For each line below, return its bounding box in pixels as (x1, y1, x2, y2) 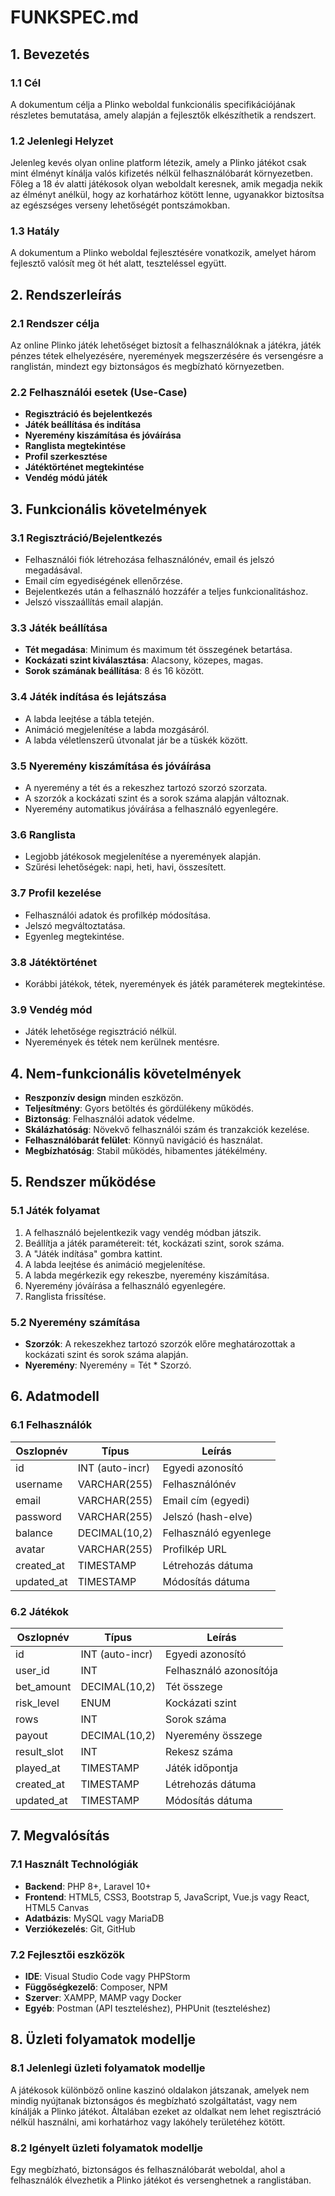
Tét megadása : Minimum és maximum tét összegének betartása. (24, 644, 293, 656)
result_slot (15, 1745, 64, 1758)
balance (15, 1526, 53, 1540)
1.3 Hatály (10, 224, 60, 238)
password (15, 1509, 62, 1523)
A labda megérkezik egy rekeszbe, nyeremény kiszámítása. (24, 1269, 270, 1281)
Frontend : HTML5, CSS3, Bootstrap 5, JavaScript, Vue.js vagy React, (24, 1891, 310, 1903)
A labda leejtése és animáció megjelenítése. (24, 1258, 206, 1270)
